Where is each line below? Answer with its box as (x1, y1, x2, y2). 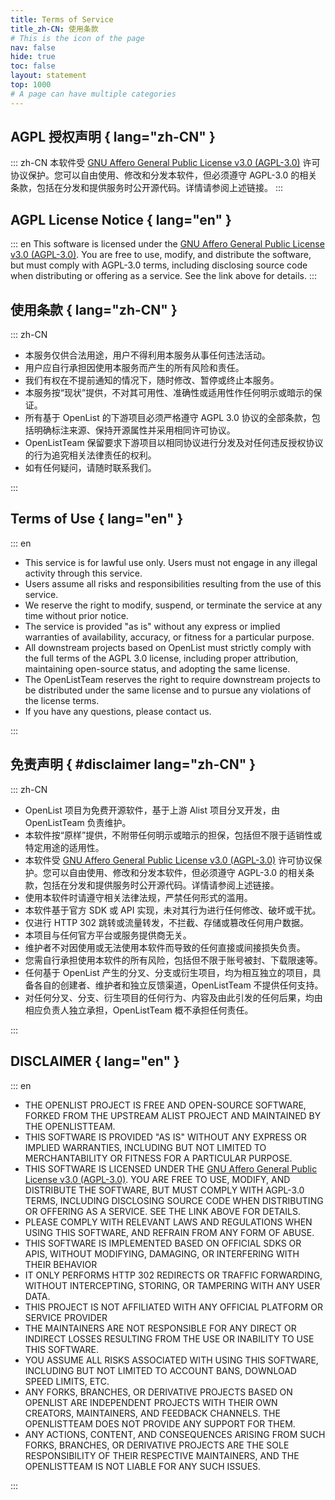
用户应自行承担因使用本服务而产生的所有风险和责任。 (24, 362, 245, 374)
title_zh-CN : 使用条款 (10, 24, 99, 34)
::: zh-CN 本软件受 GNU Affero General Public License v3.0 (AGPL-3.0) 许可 (10, 157, 321, 169)
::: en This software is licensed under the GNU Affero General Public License (10, 238, 325, 250)
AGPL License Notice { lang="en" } (10, 211, 232, 228)
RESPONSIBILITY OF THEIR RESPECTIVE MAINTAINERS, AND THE (24, 1449, 300, 1461)
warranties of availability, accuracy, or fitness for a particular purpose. (24, 631, 315, 643)
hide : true (10, 52, 56, 62)
